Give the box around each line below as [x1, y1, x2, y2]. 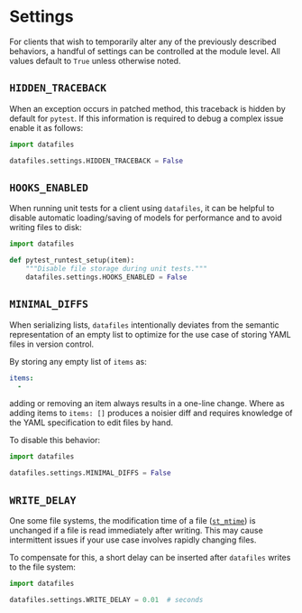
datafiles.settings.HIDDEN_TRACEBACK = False [9, 156, 183, 165]
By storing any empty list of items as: [9, 356, 147, 367]
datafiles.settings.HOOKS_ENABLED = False [25, 273, 188, 282]
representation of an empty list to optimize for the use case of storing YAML [9, 329, 291, 339]
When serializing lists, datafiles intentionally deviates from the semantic [9, 319, 279, 330]
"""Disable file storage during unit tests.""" [25, 265, 207, 274]
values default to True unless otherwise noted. [9, 55, 181, 66]
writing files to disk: [9, 222, 83, 233]
